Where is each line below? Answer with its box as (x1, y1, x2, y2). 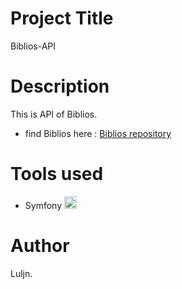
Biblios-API (10, 40, 57, 52)
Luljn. (10, 267, 33, 279)
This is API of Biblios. (10, 108, 98, 120)
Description (10, 75, 110, 98)
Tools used (10, 163, 104, 186)
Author (10, 235, 70, 257)
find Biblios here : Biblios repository (24, 127, 172, 139)
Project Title (10, 7, 114, 30)
